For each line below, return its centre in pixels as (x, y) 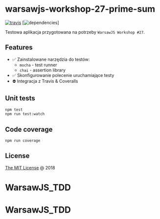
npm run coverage (23, 141)
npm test (14, 109)
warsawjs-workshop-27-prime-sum (80, 9)
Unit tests (20, 98)
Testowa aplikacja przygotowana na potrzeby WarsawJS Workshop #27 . (75, 32)
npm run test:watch (25, 114)
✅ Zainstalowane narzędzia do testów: (51, 59)
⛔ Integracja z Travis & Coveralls (45, 81)
